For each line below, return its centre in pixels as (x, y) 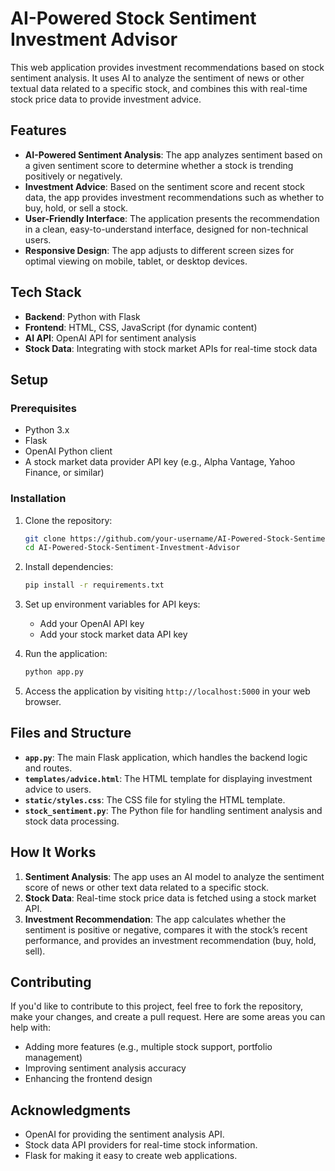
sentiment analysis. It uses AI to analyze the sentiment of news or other (157, 78)
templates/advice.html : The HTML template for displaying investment (168, 778)
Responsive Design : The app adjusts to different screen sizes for (159, 250)
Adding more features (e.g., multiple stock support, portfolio (148, 1047)
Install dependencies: (69, 567)
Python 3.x (47, 430)
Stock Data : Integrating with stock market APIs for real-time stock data (171, 348)
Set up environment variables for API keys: (112, 604)
